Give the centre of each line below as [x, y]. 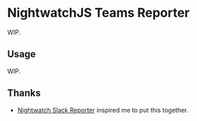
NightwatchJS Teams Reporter [98, 13]
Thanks [24, 93]
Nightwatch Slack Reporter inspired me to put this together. [103, 110]
